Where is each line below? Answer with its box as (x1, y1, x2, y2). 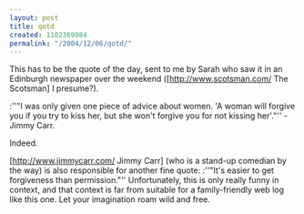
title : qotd (9, 22, 55, 31)
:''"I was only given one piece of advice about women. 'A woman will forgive (9, 101, 296, 112)
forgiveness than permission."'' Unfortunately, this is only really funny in (9, 175, 279, 186)
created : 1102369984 (9, 30, 88, 39)
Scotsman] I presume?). (9, 83, 99, 94)
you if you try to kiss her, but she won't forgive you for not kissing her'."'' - (9, 110, 289, 121)
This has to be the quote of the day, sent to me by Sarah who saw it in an (9, 64, 283, 75)
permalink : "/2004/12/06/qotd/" (9, 38, 132, 48)
